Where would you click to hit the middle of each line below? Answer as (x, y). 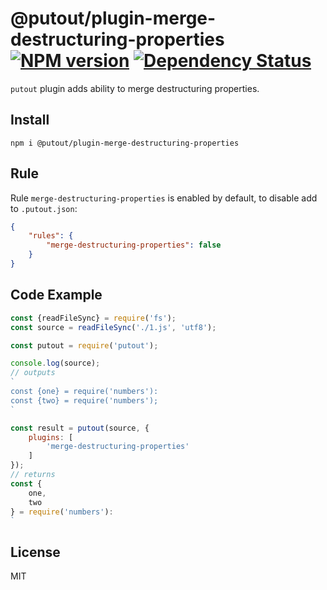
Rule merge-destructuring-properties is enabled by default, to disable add (164, 198)
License (35, 552)
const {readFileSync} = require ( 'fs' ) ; (93, 318)
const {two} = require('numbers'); (84, 400)
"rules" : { (51, 236)
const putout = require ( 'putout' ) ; (84, 345)
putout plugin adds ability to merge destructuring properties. (135, 88)
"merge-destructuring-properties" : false (134, 245)
